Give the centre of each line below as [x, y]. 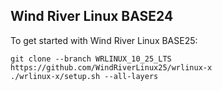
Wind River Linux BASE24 [92, 16]
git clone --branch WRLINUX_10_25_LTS [91, 59]
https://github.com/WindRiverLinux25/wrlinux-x [111, 67]
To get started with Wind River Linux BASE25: [104, 40]
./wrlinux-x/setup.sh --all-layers [84, 76]
